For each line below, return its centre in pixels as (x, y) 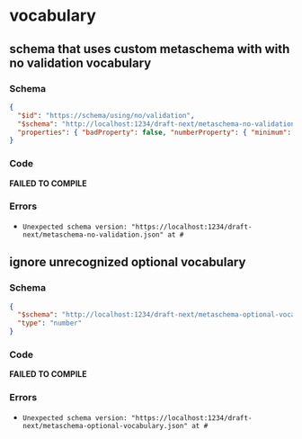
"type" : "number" (50, 323)
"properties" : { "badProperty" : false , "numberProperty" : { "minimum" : (155, 132)
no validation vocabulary (80, 63)
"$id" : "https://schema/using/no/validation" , (106, 115)
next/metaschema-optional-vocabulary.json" (105, 426)
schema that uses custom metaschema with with (150, 49)
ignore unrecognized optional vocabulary (128, 262)
